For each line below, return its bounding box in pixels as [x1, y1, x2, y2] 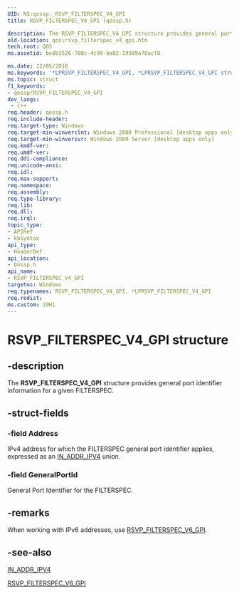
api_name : [7, 268, 37, 275]
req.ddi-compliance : [7, 155, 69, 162]
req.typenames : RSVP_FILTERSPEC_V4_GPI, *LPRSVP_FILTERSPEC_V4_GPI [7, 288, 212, 295]
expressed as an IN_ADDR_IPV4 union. [7, 452, 121, 461]
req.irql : [7, 215, 37, 222]
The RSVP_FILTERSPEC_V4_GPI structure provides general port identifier [7, 379, 223, 387]
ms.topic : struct [7, 75, 59, 83]
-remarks [7, 506, 50, 519]
